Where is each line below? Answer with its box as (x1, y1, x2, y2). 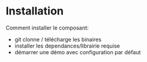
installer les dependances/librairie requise (14, 42, 120, 49)
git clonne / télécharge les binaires (14, 36, 102, 43)
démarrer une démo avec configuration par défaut (14, 48, 141, 55)
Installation (5, 4, 64, 18)
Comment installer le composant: (5, 24, 89, 31)
